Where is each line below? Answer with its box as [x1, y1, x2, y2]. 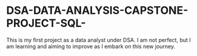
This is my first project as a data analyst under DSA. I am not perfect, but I [6, 36, 191, 43]
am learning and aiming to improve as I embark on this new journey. [6, 43, 176, 50]
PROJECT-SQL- [6, 16, 86, 30]
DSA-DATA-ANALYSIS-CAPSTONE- [6, 4, 189, 17]
